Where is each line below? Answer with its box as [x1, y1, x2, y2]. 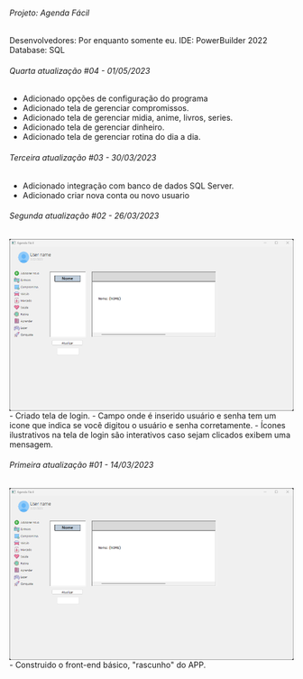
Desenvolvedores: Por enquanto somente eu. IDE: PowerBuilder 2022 [9, 35, 268, 46]
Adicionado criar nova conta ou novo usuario [22, 189, 190, 200]
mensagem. [9, 438, 53, 450]
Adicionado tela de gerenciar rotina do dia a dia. [22, 132, 201, 142]
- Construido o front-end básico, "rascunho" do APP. [9, 659, 207, 671]
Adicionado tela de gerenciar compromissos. [22, 103, 189, 114]
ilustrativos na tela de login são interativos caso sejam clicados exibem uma [9, 429, 291, 440]
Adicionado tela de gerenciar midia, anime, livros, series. [22, 113, 234, 124]
